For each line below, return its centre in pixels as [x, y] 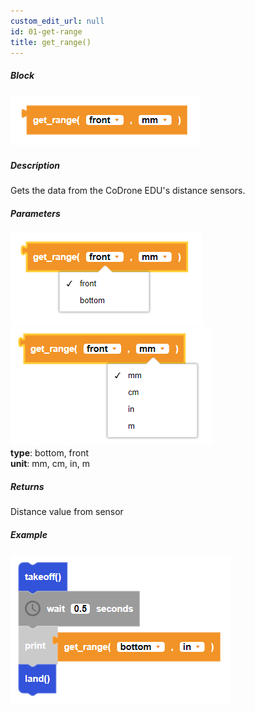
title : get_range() [51, 42]
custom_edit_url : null [57, 21]
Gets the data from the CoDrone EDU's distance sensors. [128, 191]
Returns [27, 486]
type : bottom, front [50, 453]
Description [35, 165]
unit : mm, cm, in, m [50, 464]
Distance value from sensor [67, 512]
